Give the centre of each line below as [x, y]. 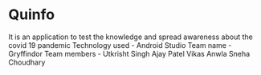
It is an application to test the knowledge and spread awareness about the [130, 37]
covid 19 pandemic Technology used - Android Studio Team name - [120, 45]
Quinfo [31, 15]
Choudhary [27, 62]
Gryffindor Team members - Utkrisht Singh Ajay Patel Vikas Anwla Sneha [129, 53]
